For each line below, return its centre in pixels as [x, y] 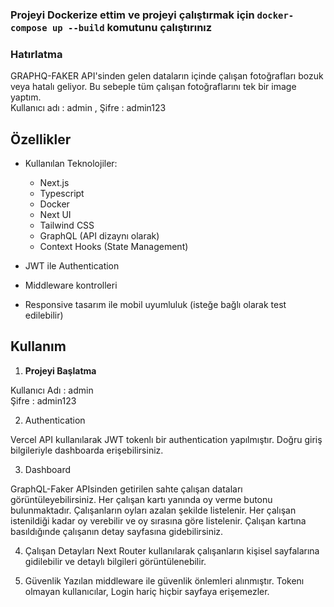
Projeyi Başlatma [60, 370]
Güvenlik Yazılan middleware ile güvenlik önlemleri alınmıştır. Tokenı [164, 580]
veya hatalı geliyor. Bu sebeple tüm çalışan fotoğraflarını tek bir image [153, 87]
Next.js [54, 183]
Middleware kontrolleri [71, 285]
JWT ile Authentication [72, 266]
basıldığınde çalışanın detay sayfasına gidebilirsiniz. [117, 531]
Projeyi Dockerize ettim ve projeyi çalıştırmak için [132, 15]
